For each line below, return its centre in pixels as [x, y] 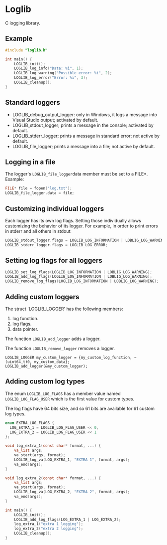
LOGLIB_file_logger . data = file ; [40, 193]
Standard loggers [33, 102]
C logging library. [23, 23]
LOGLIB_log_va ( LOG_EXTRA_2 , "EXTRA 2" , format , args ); [72, 492]
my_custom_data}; [52, 362]
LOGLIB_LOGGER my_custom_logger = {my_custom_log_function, [69, 358]
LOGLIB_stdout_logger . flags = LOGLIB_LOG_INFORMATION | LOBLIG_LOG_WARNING [85, 240]
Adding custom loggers [42, 297]
